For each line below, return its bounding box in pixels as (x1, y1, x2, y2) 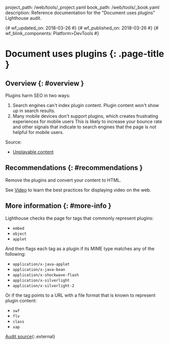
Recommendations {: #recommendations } (5, 163, 143, 172)
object (12, 231, 27, 236)
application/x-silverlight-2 (12, 283, 75, 288)
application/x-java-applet (12, 261, 70, 267)
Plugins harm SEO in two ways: (5, 92, 71, 98)
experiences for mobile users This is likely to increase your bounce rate (12, 119, 162, 124)
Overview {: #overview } (5, 79, 84, 88)
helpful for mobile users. (12, 129, 64, 135)
